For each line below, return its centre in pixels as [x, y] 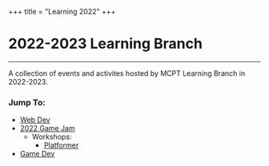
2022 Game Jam [47, 128]
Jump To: [27, 102]
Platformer [61, 145]
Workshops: [52, 137]
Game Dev [37, 154]
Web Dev [35, 120]
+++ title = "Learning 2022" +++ [62, 12]
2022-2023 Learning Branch [105, 44]
